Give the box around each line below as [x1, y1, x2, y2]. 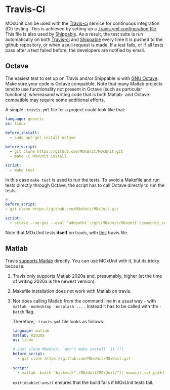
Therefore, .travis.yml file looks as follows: [12, 318, 105, 324]
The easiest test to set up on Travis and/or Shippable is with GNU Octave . [5, 75, 159, 81]
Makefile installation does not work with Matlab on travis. [12, 288, 132, 294]
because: [5, 263, 25, 269]
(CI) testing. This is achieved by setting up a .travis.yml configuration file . [5, 25, 158, 31]
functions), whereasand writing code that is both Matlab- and [5, 91, 133, 97]
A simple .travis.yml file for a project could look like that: [5, 106, 125, 112]
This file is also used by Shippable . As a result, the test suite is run [5, 31, 143, 37]
